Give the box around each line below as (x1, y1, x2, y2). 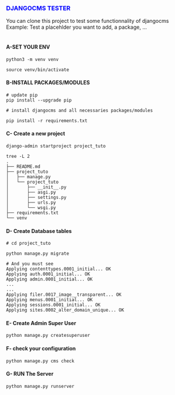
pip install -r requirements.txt (6, 117, 88, 124)
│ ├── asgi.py (6, 189, 57, 195)
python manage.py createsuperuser (6, 333, 91, 339)
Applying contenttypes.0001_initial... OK (6, 266, 111, 272)
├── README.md (6, 163, 41, 170)
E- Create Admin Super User (6, 319, 77, 326)
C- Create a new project (6, 130, 66, 137)
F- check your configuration (6, 345, 76, 352)
